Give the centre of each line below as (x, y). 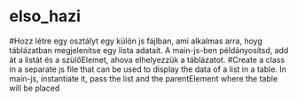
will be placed (35, 88)
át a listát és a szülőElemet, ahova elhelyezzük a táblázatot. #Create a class (147, 59)
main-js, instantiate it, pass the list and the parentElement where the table (144, 78)
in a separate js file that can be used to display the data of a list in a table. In (148, 69)
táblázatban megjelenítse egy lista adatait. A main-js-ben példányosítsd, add (149, 50)
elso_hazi (45, 16)
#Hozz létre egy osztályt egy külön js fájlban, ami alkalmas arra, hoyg (136, 41)
